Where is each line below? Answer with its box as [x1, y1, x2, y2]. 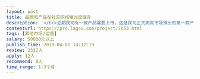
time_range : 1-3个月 [6, 64, 55, 70]
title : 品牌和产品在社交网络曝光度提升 [6, 14, 92, 20]
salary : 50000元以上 [6, 36, 55, 42]
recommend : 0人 [6, 58, 43, 64]
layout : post [6, 8, 39, 15]
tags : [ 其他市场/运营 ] [6, 31, 57, 37]
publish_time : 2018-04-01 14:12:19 [6, 42, 95, 48]
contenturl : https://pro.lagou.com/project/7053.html [6, 25, 143, 31]
